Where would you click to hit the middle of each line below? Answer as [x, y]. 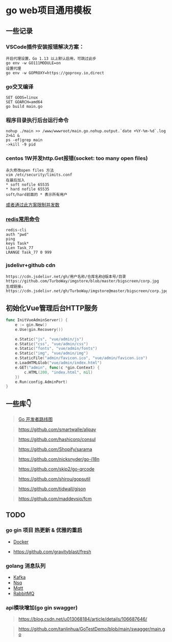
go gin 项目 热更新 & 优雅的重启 [44, 530]
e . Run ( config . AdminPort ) [41, 382]
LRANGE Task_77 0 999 [29, 253]
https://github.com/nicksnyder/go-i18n [59, 459]
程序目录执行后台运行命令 [37, 121]
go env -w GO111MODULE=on [33, 63]
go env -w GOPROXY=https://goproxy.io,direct [55, 73]
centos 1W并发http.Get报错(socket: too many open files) [77, 158]
